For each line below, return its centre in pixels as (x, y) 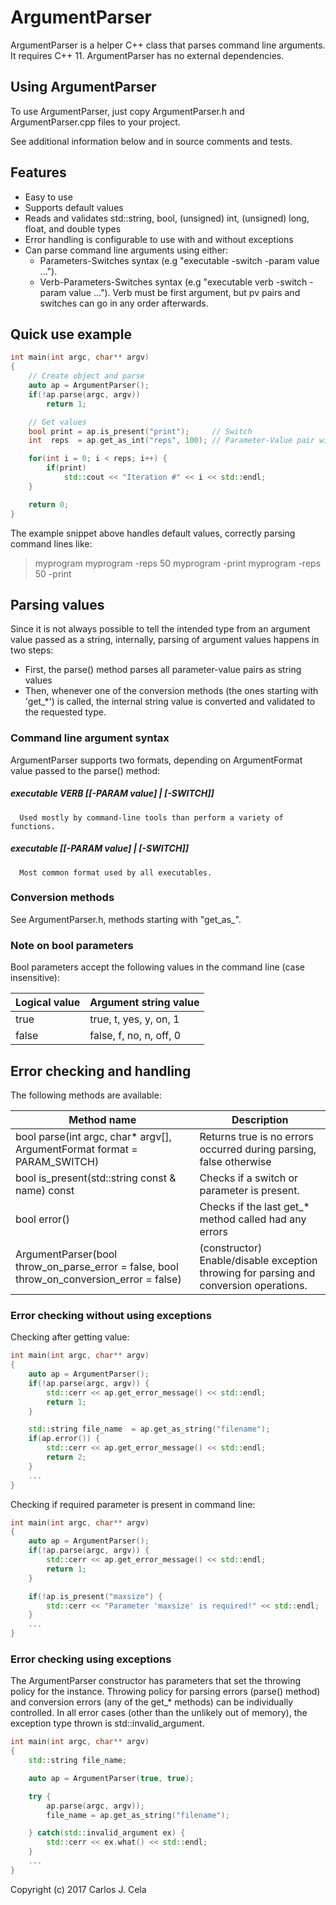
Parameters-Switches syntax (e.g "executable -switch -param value (179, 260)
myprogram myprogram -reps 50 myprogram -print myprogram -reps (178, 563)
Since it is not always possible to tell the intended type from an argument (160, 629)
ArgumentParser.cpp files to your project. (95, 122)
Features (38, 172)
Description (260, 1119)
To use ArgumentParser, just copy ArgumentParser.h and (127, 111)
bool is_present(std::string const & (96, 1178)
